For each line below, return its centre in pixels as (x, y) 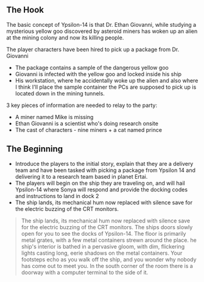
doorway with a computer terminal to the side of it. (85, 272)
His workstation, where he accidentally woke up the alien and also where (107, 80)
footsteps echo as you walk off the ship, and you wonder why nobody (109, 259)
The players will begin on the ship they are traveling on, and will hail (100, 183)
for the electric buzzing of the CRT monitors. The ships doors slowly (107, 227)
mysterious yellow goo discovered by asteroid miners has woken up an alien (102, 31)
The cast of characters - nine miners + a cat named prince (89, 129)
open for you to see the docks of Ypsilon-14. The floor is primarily (104, 233)
